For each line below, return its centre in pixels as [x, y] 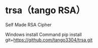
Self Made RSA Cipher [29, 25]
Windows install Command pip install [43, 34]
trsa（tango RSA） [45, 10]
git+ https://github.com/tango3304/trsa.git [49, 40]
